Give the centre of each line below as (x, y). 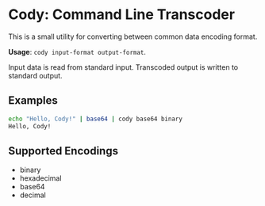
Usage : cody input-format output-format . (77, 51)
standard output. (35, 75)
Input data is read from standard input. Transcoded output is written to (123, 67)
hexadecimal (40, 178)
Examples (33, 101)
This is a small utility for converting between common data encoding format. (133, 36)
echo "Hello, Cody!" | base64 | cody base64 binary (95, 119)
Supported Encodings (63, 151)
